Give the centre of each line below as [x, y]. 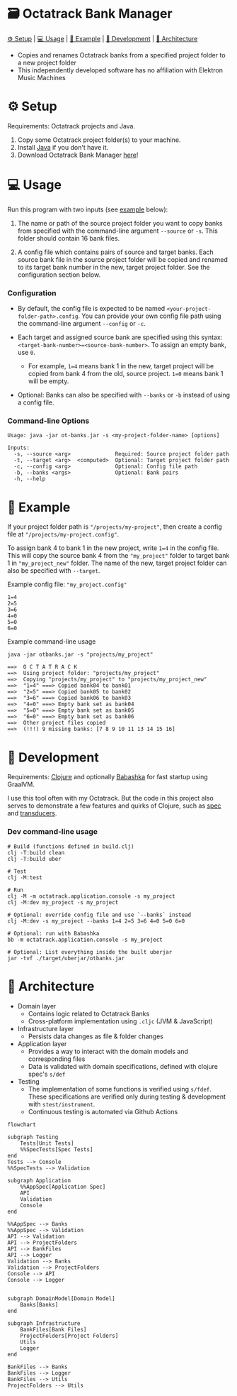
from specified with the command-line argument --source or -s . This [117, 231]
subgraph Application [39, 1180]
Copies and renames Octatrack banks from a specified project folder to [121, 55]
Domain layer [37, 1006]
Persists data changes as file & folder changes [96, 1036]
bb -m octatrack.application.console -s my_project [85, 940]
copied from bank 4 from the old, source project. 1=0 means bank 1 [126, 374]
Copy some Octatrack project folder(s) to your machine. [99, 140]
